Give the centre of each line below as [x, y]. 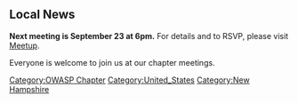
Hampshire [29, 89]
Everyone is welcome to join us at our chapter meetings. [112, 62]
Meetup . [24, 45]
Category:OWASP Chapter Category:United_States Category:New [130, 80]
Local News [42, 15]
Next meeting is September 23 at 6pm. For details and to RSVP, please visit [149, 36]
